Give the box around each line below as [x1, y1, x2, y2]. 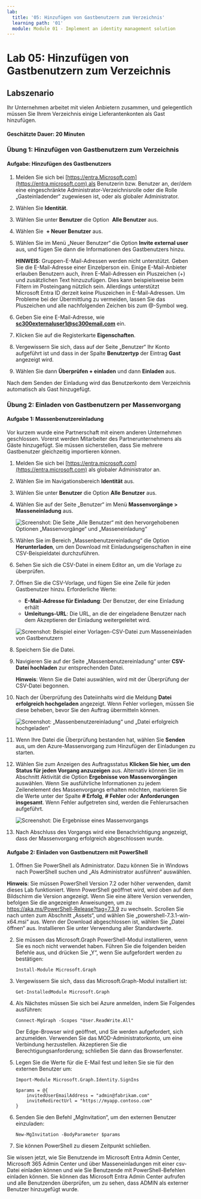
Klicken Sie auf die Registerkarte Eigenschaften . [15, 331, 136, 339]
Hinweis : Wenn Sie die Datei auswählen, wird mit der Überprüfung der [15, 676, 190, 683]
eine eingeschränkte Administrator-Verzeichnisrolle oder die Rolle [15, 186, 178, 193]
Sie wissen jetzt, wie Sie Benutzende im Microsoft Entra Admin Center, [7, 1154, 181, 1161]
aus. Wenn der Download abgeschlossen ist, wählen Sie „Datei [30, 918, 185, 925]
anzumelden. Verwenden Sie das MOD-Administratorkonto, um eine [15, 1034, 183, 1042]
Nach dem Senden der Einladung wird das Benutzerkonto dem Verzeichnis [7, 379, 191, 386]
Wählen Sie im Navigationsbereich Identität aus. [15, 478, 135, 485]
